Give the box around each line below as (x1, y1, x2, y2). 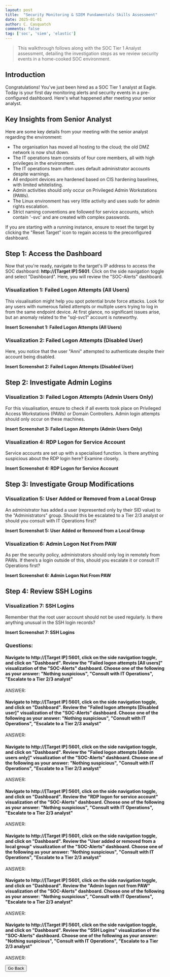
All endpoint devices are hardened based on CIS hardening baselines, (12, 176, 159, 182)
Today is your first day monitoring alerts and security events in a (5, 90, 140, 96)
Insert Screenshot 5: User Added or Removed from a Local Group (5, 527, 145, 534)
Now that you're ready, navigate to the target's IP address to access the (5, 263, 156, 269)
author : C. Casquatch (5, 21, 51, 27)
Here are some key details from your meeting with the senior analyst (5, 128, 148, 135)
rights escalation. (12, 203, 49, 209)
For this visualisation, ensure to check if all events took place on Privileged (5, 405, 161, 411)
